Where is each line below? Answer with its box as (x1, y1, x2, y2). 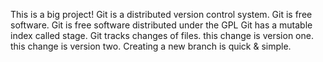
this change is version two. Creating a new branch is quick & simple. (10, 40, 292, 52)
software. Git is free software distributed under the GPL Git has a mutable (10, 19, 313, 31)
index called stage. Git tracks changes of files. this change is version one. (10, 30, 314, 41)
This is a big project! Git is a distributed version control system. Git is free (10, 9, 313, 20)
